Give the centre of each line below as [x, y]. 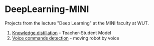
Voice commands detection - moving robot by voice [65, 38]
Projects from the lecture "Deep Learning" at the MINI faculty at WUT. [77, 23]
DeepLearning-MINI [47, 9]
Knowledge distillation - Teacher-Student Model [61, 32]
